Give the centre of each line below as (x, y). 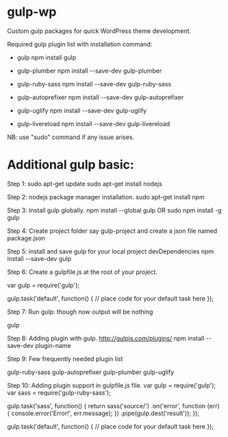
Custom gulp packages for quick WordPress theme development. (99, 31)
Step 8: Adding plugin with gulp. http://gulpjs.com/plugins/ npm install (106, 338)
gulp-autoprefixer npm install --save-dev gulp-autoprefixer (100, 97)
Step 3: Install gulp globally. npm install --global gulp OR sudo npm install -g (114, 210)
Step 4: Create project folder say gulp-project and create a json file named (112, 231)
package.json (26, 238)
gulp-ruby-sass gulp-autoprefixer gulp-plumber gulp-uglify (91, 372)
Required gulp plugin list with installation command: (80, 44)
